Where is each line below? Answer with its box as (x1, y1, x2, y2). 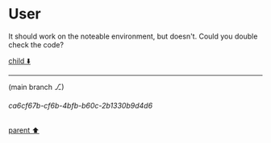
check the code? (8, 39, 65, 49)
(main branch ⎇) (8, 82, 65, 92)
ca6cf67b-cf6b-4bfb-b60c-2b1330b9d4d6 (8, 100, 153, 110)
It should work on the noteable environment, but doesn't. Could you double (8, 31, 258, 41)
